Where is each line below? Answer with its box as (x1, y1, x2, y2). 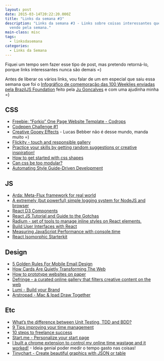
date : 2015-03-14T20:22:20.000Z (5, 12, 71, 17)
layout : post (5, 7, 32, 12)
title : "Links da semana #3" (5, 16, 64, 21)
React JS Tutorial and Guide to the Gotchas (12, 213, 99, 219)
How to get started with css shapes (12, 155, 84, 161)
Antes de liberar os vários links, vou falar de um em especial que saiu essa (5, 76, 155, 82)
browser (12, 203, 29, 209)
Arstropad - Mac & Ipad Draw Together (12, 292, 91, 298)
